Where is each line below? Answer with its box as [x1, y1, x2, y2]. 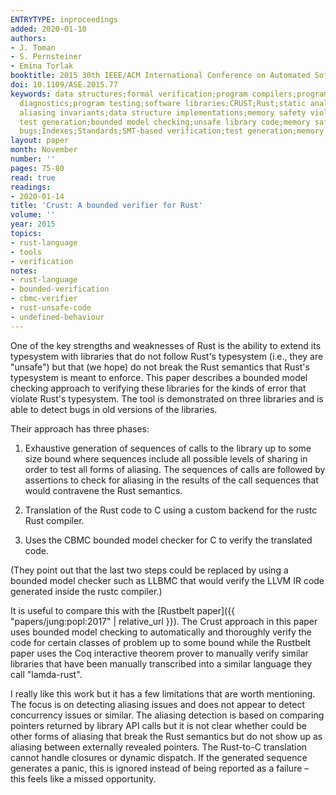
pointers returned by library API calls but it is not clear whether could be [10, 719, 307, 731]
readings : [10, 182, 52, 192]
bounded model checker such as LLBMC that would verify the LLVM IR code [10, 574, 325, 586]
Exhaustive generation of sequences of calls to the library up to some [24, 442, 312, 454]
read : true [10, 172, 56, 183]
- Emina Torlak [10, 61, 74, 71]
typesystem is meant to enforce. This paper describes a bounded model [10, 371, 308, 383]
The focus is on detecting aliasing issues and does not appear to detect [10, 698, 305, 710]
